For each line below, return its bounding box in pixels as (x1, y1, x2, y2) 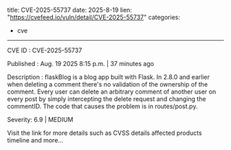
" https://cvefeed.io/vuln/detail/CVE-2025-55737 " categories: (7, 13, 181, 21)
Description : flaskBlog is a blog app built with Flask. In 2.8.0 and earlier (7, 73, 210, 81)
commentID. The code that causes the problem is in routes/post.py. (7, 103, 198, 110)
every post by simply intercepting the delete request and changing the (7, 95, 206, 103)
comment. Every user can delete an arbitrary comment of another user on (7, 87, 217, 96)
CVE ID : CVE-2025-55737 (7, 46, 82, 54)
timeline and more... (7, 136, 64, 144)
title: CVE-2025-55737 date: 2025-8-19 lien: (7, 6, 133, 14)
